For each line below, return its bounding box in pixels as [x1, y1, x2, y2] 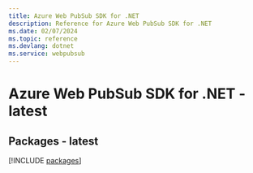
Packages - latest [8, 134, 99, 148]
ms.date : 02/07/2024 [8, 27, 79, 35]
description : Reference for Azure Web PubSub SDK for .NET [8, 19, 212, 28]
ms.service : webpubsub [8, 50, 85, 58]
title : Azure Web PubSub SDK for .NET [8, 11, 139, 20]
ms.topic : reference [8, 34, 79, 43]
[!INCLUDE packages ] [8, 156, 82, 165]
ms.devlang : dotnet [8, 42, 75, 50]
